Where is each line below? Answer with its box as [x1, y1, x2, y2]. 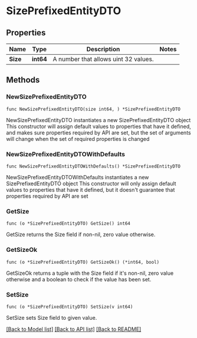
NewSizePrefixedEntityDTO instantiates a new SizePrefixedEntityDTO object [6, 116, 191, 123]
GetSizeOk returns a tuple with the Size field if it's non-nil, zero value [6, 270, 174, 277]
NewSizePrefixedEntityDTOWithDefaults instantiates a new [6, 173, 149, 181]
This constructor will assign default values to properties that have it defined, [6, 123, 192, 130]
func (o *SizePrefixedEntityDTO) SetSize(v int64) [6, 304, 133, 310]
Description [86, 45, 120, 53]
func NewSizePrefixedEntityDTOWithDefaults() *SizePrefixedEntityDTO [6, 163, 181, 169]
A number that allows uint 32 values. [52, 55, 154, 63]
